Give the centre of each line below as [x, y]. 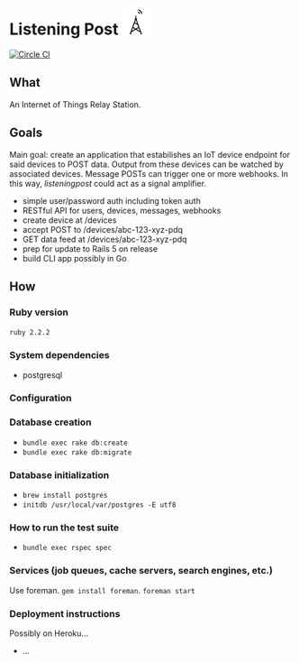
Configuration [41, 398]
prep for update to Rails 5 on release [90, 248]
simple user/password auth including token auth [111, 200]
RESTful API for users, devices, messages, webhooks [122, 210]
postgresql [42, 375]
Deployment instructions [65, 613]
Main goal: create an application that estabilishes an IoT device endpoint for [150, 154]
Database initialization [59, 474]
